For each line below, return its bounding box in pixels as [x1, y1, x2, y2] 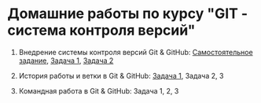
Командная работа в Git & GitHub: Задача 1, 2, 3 [18, 86, 179, 95]
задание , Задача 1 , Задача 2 [18, 56, 114, 65]
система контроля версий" [7, 21, 196, 39]
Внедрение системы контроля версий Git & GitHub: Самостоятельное [18, 47, 253, 57]
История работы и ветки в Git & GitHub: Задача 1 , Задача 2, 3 [18, 71, 224, 80]
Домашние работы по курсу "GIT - [7, 5, 248, 23]
